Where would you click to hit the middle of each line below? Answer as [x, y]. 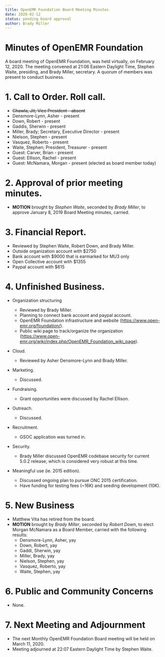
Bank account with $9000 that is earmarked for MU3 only [71, 256]
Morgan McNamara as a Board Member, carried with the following [79, 529]
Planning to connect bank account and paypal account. [76, 315]
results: [20, 535]
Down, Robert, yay [38, 545]
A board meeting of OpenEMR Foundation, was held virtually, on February [80, 62]
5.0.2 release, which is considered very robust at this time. [79, 461]
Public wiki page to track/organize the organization [71, 331]
